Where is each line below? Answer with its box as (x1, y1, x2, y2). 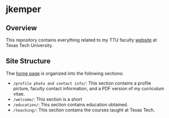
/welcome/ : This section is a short (13, 96, 82, 102)
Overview (6, 24, 37, 32)
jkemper (6, 4, 41, 15)
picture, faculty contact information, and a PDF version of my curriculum (13, 85, 164, 91)
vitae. (13, 91, 25, 97)
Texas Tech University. (6, 42, 53, 48)
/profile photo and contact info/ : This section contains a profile (13, 80, 151, 86)
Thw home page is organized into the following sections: (6, 70, 124, 76)
